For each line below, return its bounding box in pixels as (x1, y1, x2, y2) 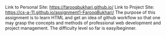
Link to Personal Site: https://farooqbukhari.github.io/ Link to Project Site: (5, 4, 155, 10)
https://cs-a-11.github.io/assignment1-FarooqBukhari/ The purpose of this (5, 9, 156, 15)
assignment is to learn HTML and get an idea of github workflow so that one (5, 15, 161, 20)
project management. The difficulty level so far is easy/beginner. (5, 25, 137, 31)
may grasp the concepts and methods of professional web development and (5, 20, 161, 26)
